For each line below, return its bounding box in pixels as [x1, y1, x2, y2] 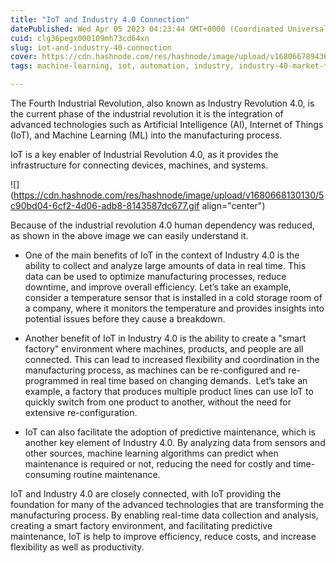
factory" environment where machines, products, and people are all [24, 343, 304, 355]
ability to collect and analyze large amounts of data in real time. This [24, 260, 307, 271]
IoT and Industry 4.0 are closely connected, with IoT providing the [10, 488, 282, 500]
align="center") [201, 200, 266, 211]
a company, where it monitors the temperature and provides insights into [24, 302, 325, 314]
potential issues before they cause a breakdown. [24, 313, 226, 325]
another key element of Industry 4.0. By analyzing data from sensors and [24, 437, 326, 448]
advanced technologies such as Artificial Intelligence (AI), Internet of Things [10, 119, 324, 130]
